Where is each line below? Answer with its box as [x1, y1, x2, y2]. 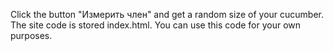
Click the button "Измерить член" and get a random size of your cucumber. [10, 9, 324, 20]
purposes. [10, 30, 53, 41]
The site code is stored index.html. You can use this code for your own [10, 19, 302, 31]
